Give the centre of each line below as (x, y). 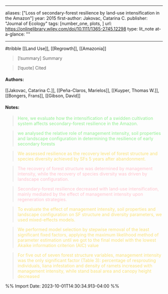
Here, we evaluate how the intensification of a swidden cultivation (85, 118)
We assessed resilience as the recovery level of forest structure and (87, 153)
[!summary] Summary (40, 58)
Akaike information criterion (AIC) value (58, 245)
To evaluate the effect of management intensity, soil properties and (86, 209)
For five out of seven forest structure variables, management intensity (89, 255)
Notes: (12, 107)
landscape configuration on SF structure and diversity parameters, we (89, 214)
